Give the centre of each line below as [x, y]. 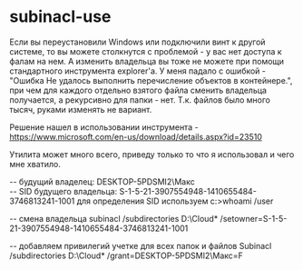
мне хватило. [35, 164]
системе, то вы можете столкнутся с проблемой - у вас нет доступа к [146, 51]
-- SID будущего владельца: [64, 191]
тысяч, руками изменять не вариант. [81, 109]
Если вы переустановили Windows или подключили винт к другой [137, 42]
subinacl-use [60, 17]
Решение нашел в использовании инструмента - [104, 127]
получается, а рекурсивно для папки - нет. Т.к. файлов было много [140, 100]
